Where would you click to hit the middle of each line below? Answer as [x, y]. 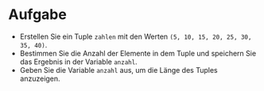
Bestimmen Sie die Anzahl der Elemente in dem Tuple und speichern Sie [138, 53]
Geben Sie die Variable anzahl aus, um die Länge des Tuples [118, 70]
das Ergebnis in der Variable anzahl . [78, 62]
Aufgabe [38, 15]
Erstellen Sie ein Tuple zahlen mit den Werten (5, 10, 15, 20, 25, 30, [136, 36]
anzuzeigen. [40, 78]
